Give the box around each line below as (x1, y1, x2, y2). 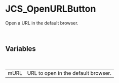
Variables (5, 44, 36, 53)
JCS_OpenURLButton (5, 3, 96, 15)
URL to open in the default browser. (27, 69, 112, 76)
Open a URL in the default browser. (5, 20, 78, 26)
